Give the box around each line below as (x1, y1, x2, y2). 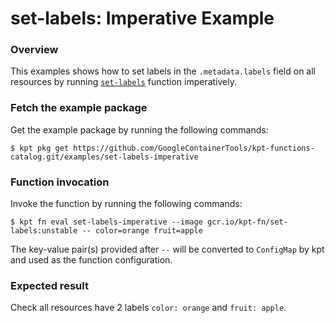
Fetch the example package (10, 101, 148, 115)
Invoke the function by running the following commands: (10, 198, 243, 210)
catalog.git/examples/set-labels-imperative (10, 152, 199, 162)
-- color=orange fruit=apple (81, 226, 203, 236)
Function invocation (10, 175, 110, 189)
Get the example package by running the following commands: (10, 123, 269, 136)
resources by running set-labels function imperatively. (10, 76, 237, 88)
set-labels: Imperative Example (10, 7, 275, 30)
